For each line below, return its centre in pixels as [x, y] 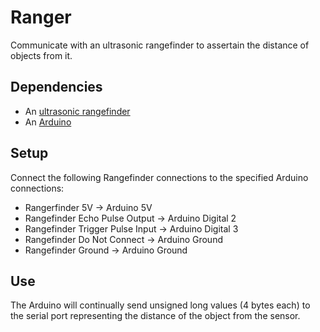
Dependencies [56, 87]
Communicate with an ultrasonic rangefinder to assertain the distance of [160, 45]
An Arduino [48, 122]
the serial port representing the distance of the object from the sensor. [155, 316]
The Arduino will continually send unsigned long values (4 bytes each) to [160, 305]
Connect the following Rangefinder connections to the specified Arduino [159, 177]
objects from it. [41, 55]
